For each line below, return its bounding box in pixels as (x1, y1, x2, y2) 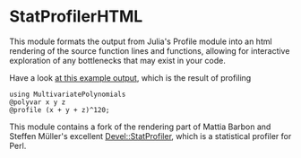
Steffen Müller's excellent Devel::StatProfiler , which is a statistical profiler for (9, 130, 292, 141)
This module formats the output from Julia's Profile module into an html (9, 36, 272, 47)
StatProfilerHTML (9, 6, 143, 27)
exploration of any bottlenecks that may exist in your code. (9, 55, 226, 66)
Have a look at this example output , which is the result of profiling (9, 72, 252, 83)
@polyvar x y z (9, 97, 66, 107)
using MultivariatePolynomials (9, 90, 126, 99)
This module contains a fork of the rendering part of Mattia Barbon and (9, 121, 271, 132)
